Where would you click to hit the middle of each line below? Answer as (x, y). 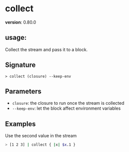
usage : (16, 38)
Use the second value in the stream (41, 136)
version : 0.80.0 (21, 22)
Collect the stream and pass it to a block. (46, 49)
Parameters (23, 91)
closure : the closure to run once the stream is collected (68, 103)
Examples (20, 124)
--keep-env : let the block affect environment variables (66, 108)
